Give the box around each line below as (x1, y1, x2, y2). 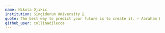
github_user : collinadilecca (5, 20, 65, 26)
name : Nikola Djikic (5, 7, 48, 12)
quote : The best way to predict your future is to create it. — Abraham (5, 16, 157, 21)
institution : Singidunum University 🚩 (5, 12, 84, 16)
